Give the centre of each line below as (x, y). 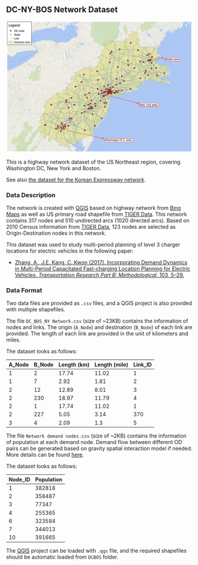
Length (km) (74, 365)
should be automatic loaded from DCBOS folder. (62, 557)
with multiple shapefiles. (36, 309)
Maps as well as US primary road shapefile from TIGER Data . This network (97, 214)
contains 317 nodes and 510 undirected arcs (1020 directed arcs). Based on (98, 220)
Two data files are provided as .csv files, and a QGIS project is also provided (99, 303)
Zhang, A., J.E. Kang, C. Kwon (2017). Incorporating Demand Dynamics (101, 262)
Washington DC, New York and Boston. (54, 168)
